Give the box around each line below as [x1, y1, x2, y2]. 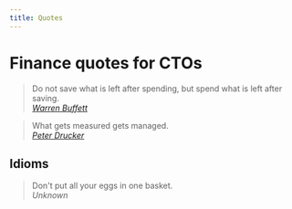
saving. [31, 92, 59, 103]
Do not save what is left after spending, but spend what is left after [31, 83, 283, 94]
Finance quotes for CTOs [9, 52, 203, 73]
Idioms [9, 156, 49, 172]
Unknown [31, 190, 68, 201]
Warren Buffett [31, 102, 89, 113]
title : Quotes [9, 13, 64, 23]
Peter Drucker [31, 130, 85, 141]
